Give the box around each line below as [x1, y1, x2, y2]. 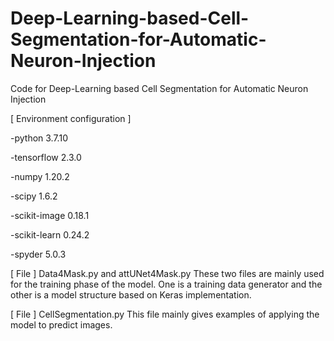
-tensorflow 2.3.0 [10, 151, 82, 163]
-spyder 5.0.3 [10, 248, 67, 260]
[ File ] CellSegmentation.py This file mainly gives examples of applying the [10, 308, 320, 320]
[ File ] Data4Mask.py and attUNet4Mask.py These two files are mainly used [10, 267, 325, 279]
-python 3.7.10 [10, 132, 68, 144]
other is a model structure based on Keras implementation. [10, 288, 252, 301]
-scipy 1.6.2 [10, 190, 58, 202]
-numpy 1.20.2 [10, 170, 70, 182]
